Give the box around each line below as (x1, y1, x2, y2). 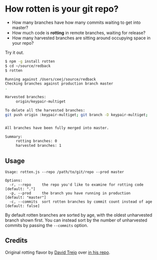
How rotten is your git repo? (5, 3, 119, 15)
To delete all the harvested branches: (5, 108, 86, 113)
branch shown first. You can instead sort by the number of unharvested (5, 217, 147, 223)
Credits (5, 237, 28, 245)
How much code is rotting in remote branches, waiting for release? (12, 30, 146, 35)
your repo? (12, 40, 34, 46)
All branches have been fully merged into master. (5, 125, 109, 130)
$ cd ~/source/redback (5, 63, 51, 69)
